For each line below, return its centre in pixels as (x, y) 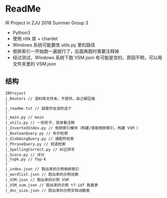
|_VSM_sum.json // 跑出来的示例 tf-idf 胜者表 (52, 185)
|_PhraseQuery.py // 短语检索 (35, 144)
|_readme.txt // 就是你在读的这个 (38, 108)
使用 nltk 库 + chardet (35, 38)
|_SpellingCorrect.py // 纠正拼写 (40, 150)
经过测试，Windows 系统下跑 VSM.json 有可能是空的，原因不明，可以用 (87, 57)
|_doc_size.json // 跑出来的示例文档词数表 (48, 190)
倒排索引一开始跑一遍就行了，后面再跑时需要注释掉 (66, 51)
